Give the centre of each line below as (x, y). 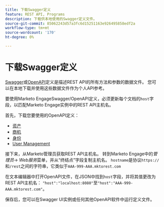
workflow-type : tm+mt (27, 28)
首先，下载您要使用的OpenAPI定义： (42, 115)
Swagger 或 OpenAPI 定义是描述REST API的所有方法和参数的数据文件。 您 (79, 82)
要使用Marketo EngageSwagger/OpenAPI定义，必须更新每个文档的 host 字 (80, 99)
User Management (31, 143)
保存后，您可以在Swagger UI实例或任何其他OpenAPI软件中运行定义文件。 (80, 199)
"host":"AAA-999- (115, 183)
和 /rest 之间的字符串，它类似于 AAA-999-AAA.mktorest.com (63, 166)
